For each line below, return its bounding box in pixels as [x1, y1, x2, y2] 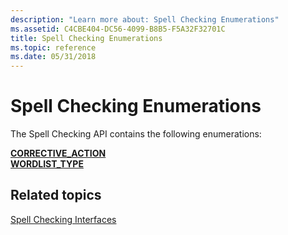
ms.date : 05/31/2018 [10, 52, 97, 62]
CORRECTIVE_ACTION [10, 147, 107, 160]
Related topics [10, 187, 102, 204]
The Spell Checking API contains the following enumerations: [10, 128, 262, 140]
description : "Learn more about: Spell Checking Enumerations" [10, 14, 280, 25]
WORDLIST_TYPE [10, 158, 84, 170]
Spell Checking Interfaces [10, 213, 117, 225]
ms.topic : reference [10, 42, 97, 53]
